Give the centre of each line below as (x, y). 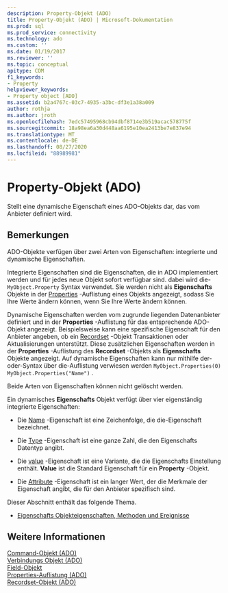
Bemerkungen (38, 235)
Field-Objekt (25, 568)
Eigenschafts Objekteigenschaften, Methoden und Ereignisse (103, 515)
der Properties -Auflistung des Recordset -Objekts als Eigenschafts (104, 351)
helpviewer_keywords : (38, 90)
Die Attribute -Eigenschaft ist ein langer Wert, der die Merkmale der (112, 481)
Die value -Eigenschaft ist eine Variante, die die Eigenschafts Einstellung (119, 461)
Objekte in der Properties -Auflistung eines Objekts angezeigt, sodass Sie (111, 294)
